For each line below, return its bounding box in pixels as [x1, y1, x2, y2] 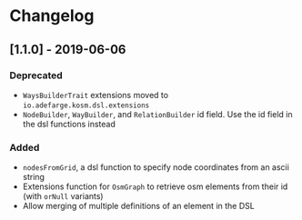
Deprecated [9, 69, 64, 82]
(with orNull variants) [22, 191, 104, 202]
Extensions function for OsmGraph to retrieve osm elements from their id [22, 181, 288, 192]
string [22, 172, 45, 183]
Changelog [9, 5, 95, 26]
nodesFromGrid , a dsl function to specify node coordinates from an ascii [22, 162, 289, 173]
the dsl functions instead [22, 118, 116, 129]
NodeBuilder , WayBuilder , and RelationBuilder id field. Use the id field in [22, 108, 293, 119]
